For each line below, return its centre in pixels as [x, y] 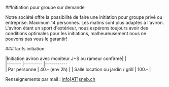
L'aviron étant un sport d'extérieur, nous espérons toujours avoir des [77, 28]
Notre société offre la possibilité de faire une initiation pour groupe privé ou [84, 17]
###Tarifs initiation [25, 49]
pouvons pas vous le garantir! [36, 39]
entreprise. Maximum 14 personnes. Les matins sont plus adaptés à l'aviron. [85, 23]
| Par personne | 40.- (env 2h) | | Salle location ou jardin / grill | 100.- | [78, 69]
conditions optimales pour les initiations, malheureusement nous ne [76, 33]
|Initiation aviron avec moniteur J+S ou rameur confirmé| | [66, 59]
